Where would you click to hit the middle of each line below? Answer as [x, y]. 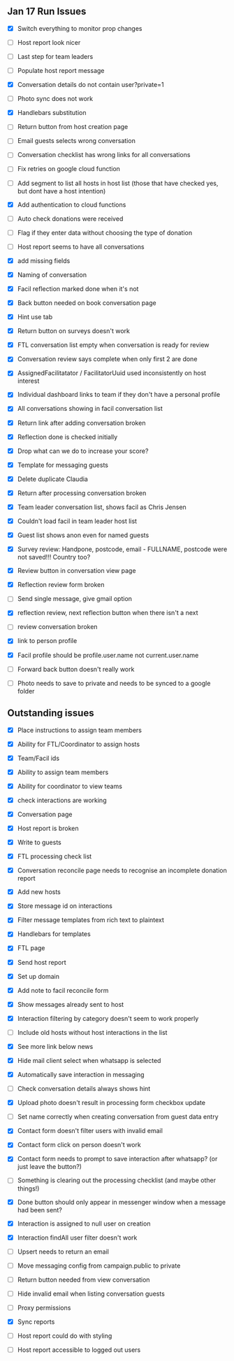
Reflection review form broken [61, 585]
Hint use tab [35, 317]
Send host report [42, 962]
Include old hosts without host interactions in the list [92, 1032]
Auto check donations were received [70, 218]
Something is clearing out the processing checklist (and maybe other [117, 1180]
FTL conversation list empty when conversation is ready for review [113, 345]
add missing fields [44, 260]
